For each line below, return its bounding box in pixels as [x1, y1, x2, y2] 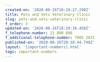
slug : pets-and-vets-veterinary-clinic [5, 16, 88, 21]
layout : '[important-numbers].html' [5, 44, 81, 49]
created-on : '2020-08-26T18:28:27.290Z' [5, 7, 91, 12]
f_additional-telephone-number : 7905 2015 [5, 35, 95, 40]
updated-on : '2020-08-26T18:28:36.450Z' [5, 26, 91, 31]
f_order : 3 [5, 21, 28, 26]
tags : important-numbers [5, 49, 57, 54]
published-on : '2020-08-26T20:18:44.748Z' [5, 40, 95, 45]
